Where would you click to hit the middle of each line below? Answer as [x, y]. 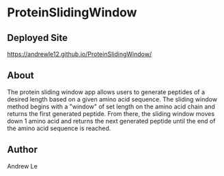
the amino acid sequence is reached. [59, 128]
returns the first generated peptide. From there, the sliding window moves [111, 113]
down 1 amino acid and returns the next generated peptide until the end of [111, 121]
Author [22, 150]
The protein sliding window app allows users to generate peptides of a [106, 92]
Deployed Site [38, 38]
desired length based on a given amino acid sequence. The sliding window [112, 99]
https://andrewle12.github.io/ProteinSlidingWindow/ [80, 54]
